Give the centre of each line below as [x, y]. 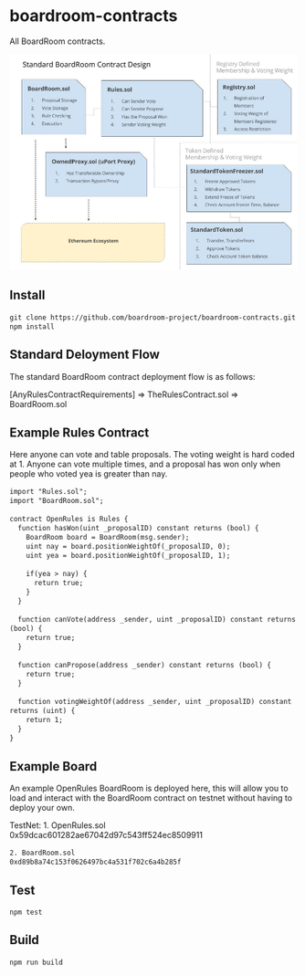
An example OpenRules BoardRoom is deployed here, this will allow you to [149, 788]
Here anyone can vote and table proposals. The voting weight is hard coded [152, 455]
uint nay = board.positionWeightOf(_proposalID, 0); [128, 547]
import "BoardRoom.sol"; [57, 501]
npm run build [37, 962]
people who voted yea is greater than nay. [89, 474]
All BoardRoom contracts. [58, 41]
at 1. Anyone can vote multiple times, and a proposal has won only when [145, 464]
